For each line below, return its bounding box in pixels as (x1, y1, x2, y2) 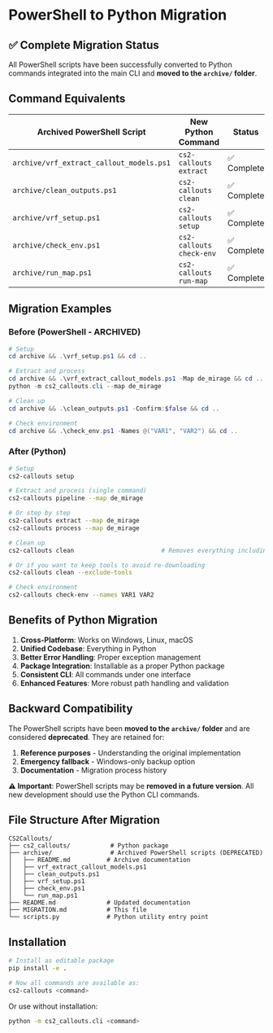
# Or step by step (8, 509, 71, 518)
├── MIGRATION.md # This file (8, 906, 148, 914)
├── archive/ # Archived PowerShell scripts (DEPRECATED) (8, 849, 264, 857)
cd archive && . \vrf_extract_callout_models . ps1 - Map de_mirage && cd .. (8, 374, 264, 383)
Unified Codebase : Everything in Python (19, 643, 157, 653)
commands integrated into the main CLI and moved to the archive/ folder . (8, 68, 258, 78)
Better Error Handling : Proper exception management (19, 652, 201, 662)
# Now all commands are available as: (8, 979, 140, 987)
